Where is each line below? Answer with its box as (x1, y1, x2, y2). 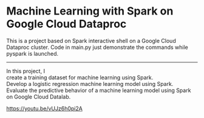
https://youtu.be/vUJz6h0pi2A (6, 105, 83, 112)
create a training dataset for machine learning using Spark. (6, 74, 154, 81)
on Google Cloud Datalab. (6, 93, 71, 100)
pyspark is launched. (6, 50, 59, 57)
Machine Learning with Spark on (6, 4, 174, 18)
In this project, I (6, 67, 46, 74)
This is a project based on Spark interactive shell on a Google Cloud (6, 37, 176, 44)
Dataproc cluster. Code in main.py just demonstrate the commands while (6, 44, 188, 51)
